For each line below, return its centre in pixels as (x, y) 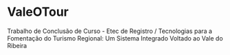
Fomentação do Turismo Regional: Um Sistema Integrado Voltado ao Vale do (115, 38)
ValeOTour (38, 12)
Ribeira (17, 45)
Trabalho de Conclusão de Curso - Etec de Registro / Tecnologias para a (110, 31)
